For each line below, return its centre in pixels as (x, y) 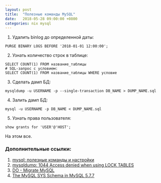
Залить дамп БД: (30, 100)
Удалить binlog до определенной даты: (53, 37)
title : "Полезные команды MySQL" (40, 14)
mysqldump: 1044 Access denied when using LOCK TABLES (73, 165)
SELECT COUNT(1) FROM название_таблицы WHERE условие (61, 73)
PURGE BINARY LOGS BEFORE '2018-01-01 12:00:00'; (57, 46)
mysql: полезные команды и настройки (53, 159)
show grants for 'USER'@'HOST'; (38, 127)
